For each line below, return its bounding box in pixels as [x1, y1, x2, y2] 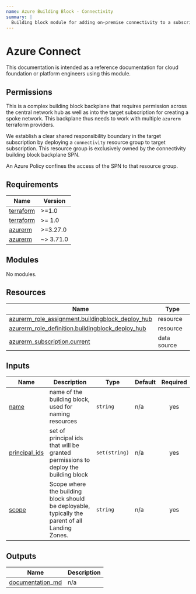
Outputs [6, 551, 37, 561]
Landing [49, 524, 72, 532]
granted [49, 448, 71, 457]
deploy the [49, 463, 79, 471]
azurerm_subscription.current [9, 337, 90, 346]
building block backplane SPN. [6, 151, 80, 158]
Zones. [49, 531, 69, 540]
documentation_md [9, 578, 62, 586]
